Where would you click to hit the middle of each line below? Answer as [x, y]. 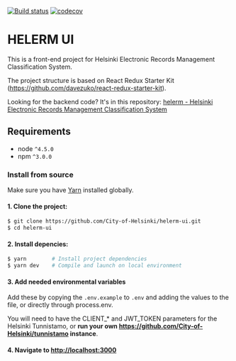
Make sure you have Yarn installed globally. [71, 190]
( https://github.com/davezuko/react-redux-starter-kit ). [87, 88]
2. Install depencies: [38, 244]
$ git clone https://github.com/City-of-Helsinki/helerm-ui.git [104, 221]
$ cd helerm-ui [30, 228]
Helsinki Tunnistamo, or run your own [63, 326]
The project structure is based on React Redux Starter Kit [91, 80]
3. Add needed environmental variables [67, 282]
